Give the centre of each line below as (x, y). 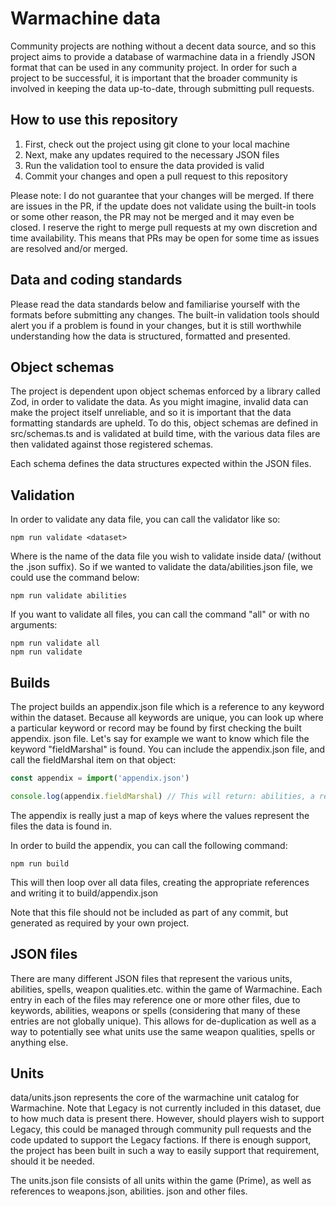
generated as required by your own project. (100, 923)
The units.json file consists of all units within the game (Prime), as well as (161, 1181)
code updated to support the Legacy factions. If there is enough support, (161, 1140)
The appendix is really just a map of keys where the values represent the (160, 815)
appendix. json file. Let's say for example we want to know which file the (160, 738)
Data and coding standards (96, 280)
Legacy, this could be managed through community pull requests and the (161, 1129)
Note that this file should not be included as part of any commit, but (149, 912)
